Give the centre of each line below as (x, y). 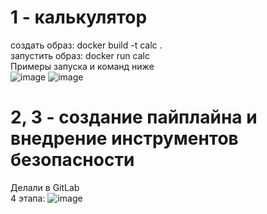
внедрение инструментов (124, 138)
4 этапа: (28, 198)
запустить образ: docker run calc (80, 55)
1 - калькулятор (79, 17)
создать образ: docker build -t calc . (86, 45)
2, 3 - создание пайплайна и (134, 117)
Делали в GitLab (45, 187)
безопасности (72, 160)
